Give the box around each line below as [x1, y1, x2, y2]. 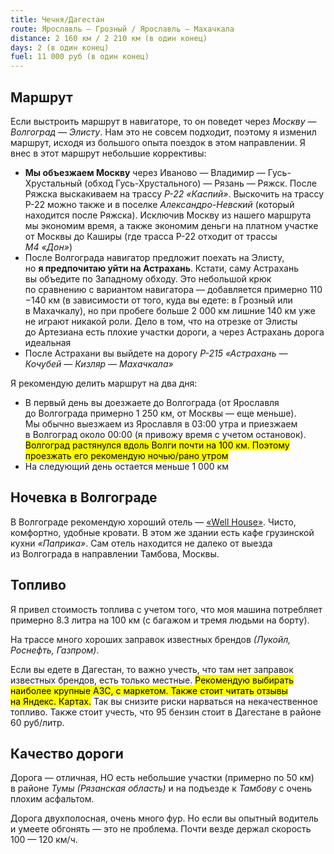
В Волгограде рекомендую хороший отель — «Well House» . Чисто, [10, 516, 297, 528]
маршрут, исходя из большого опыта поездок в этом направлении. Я [10, 136, 306, 148]
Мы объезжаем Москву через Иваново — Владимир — [24, 166, 266, 178]
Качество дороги [10, 745, 124, 762]
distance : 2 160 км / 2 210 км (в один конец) [10, 33, 208, 43]
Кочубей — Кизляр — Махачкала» [24, 357, 174, 370]
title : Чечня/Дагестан [10, 14, 105, 25]
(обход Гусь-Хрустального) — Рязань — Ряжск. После [84, 177, 317, 189]
